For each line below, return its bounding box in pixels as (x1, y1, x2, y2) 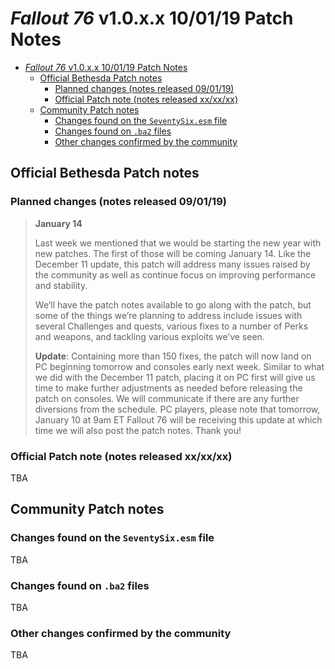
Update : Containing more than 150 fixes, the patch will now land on (34, 350, 312, 362)
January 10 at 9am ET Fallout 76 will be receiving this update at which (34, 413, 323, 426)
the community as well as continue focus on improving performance (34, 268, 317, 281)
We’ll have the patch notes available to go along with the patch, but (34, 298, 312, 311)
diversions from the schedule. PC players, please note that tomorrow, (34, 403, 321, 415)
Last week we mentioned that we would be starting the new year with (34, 237, 322, 249)
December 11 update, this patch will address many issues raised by (34, 258, 311, 270)
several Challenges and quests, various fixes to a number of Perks (34, 320, 309, 332)
